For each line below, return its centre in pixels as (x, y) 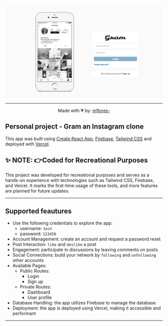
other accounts (28, 260)
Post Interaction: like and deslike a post (54, 244)
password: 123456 (38, 234)
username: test (36, 228)
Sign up (35, 281)
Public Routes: (35, 271)
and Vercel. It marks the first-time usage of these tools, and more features (81, 185)
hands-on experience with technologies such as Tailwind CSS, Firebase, (79, 180)
